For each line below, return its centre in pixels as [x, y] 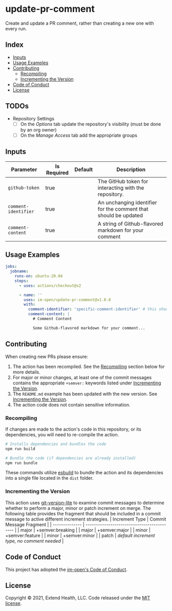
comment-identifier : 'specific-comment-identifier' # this [92, 309]
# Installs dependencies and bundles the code [56, 444]
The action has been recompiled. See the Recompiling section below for [89, 366]
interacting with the [121, 188]
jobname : [19, 271]
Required [57, 173]
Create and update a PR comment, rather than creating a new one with [80, 23]
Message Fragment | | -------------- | [45, 524]
